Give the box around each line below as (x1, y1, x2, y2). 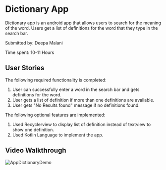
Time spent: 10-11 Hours (5, 49, 55, 55)
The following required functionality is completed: (5, 77, 107, 83)
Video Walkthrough (5, 146, 66, 155)
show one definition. (12, 127, 55, 132)
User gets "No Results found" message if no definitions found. (12, 102, 140, 108)
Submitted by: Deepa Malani (5, 40, 63, 45)
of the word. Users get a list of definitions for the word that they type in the (5, 25, 158, 31)
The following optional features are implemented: (5, 112, 106, 118)
